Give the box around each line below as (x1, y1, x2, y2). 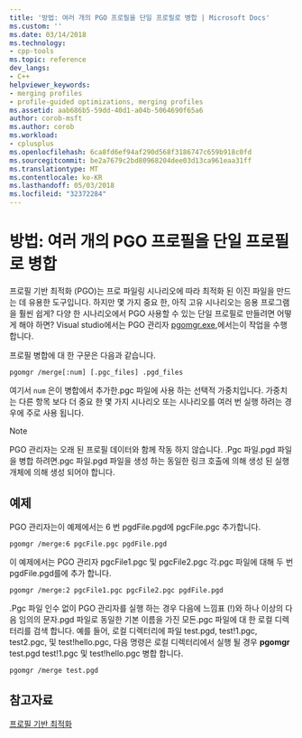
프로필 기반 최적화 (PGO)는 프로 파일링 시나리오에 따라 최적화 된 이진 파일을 (9, 285, 275, 296)
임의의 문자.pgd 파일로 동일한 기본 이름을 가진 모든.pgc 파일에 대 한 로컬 (18, 613, 273, 624)
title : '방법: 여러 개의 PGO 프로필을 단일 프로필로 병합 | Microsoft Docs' (9, 13, 270, 23)
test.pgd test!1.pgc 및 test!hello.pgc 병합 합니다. (9, 648, 184, 659)
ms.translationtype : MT (9, 164, 99, 173)
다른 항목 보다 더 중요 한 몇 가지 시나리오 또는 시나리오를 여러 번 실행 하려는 (18, 396, 283, 406)
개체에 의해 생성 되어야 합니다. (9, 466, 115, 477)
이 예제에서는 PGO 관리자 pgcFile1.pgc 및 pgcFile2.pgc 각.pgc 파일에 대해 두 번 (9, 556, 294, 567)
